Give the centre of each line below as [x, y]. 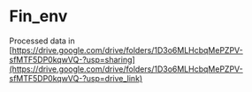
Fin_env [38, 16]
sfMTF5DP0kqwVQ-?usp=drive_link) [76, 78]
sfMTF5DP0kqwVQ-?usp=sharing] [72, 59]
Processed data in [42, 41]
